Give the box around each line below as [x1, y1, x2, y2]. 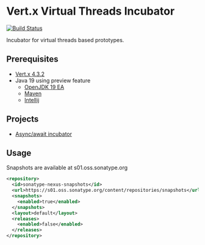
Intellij [24, 96, 40, 103]
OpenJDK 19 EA [24, 83, 65, 90]
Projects [6, 114, 39, 125]
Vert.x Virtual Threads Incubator [6, 4, 175, 18]
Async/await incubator [15, 130, 72, 137]
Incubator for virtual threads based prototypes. [6, 36, 124, 43]
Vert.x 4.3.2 [15, 70, 45, 78]
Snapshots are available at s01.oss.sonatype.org [6, 164, 128, 172]
